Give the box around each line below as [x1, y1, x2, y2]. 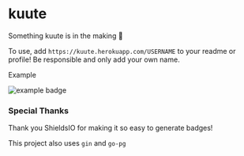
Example [8, 70, 37, 79]
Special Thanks [8, 105, 69, 116]
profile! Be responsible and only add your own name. [8, 55, 180, 64]
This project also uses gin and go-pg [8, 139, 126, 148]
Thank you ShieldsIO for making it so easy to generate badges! [8, 124, 213, 133]
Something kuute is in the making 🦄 [8, 31, 124, 40]
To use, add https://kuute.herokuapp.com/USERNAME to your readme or [8, 46, 236, 55]
